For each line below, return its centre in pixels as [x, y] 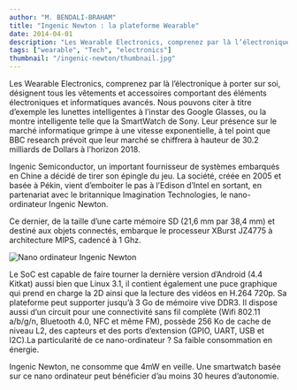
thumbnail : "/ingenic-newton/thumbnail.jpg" [92, 58]
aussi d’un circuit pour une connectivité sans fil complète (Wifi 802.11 [135, 312]
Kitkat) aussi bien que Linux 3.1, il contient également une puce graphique [143, 283]
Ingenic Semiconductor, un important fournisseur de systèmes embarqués [145, 166]
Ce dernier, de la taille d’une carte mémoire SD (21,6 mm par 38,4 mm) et [142, 221]
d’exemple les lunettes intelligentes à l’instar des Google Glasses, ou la [138, 112]
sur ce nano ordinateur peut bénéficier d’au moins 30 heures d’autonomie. [145, 376]
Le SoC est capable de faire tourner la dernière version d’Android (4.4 [136, 274]
